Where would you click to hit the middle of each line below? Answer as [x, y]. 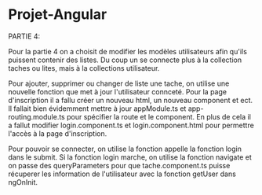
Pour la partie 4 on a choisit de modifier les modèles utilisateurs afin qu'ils [127, 51]
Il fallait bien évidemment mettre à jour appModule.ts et [97, 109]
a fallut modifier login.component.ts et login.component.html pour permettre [131, 125]
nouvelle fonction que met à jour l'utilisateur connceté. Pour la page [118, 91]
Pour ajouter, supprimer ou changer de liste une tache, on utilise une [119, 83]
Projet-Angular [58, 15]
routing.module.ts [36, 116]
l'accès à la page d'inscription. [58, 133]
